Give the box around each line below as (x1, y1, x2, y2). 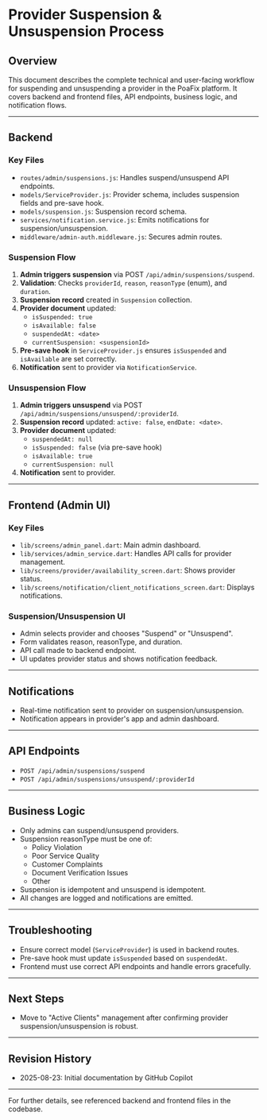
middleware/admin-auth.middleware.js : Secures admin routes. (19, 232, 222, 241)
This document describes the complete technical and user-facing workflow (8, 75, 255, 84)
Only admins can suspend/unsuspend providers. (19, 825, 180, 835)
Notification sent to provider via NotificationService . (19, 362, 197, 372)
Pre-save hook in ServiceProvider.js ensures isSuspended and (19, 346, 227, 355)
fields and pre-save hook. (19, 198, 105, 207)
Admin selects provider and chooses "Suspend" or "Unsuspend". (19, 629, 234, 639)
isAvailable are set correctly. (19, 353, 117, 363)
